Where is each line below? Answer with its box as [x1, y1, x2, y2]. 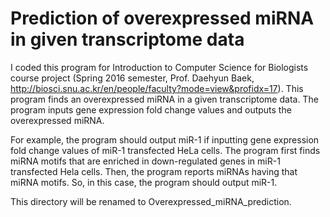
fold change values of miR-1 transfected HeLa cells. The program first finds [10, 144, 321, 156]
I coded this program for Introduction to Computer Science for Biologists [10, 61, 309, 73]
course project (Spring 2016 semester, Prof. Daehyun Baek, [10, 72, 255, 84]
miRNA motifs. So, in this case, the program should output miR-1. [10, 176, 278, 188]
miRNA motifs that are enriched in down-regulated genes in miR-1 [10, 155, 281, 167]
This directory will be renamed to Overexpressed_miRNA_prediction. [10, 195, 292, 207]
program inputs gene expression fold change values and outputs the [10, 103, 292, 116]
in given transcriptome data [10, 28, 245, 51]
